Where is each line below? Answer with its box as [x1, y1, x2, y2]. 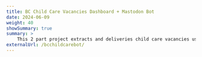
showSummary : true [6, 25, 52, 31]
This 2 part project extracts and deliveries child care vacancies [17, 36, 189, 42]
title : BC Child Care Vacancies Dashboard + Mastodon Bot [6, 8, 155, 15]
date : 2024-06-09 [6, 14, 50, 20]
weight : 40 [6, 20, 34, 26]
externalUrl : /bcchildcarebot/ [6, 42, 85, 48]
